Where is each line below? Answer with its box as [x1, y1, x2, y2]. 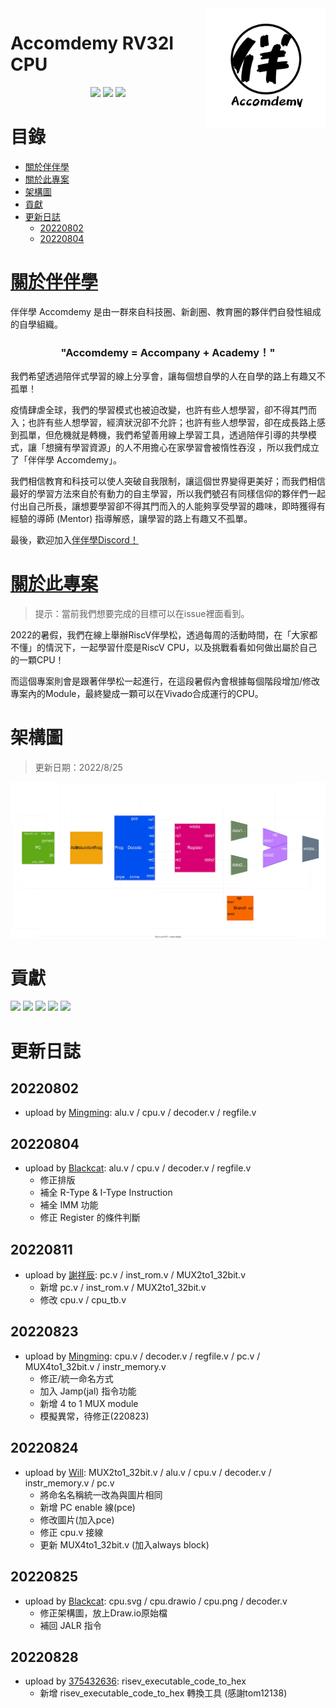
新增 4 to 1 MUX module [39, 1397, 139, 1409]
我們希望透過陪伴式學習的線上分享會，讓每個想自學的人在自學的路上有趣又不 [10, 370, 326, 382]
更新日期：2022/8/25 [34, 761, 123, 773]
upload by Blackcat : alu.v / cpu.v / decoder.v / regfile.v [24, 1162, 252, 1174]
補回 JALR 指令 [39, 1619, 102, 1631]
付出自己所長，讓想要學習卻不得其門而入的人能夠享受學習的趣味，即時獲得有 [10, 500, 326, 512]
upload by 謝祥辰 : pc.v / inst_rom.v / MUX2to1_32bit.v [24, 1269, 247, 1281]
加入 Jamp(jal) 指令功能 [39, 1385, 137, 1397]
